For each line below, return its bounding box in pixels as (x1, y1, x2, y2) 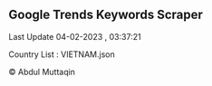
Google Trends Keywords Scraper (8, 7, 203, 23)
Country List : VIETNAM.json (8, 49, 115, 60)
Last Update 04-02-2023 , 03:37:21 (8, 31, 141, 42)
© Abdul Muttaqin (8, 66, 76, 77)
